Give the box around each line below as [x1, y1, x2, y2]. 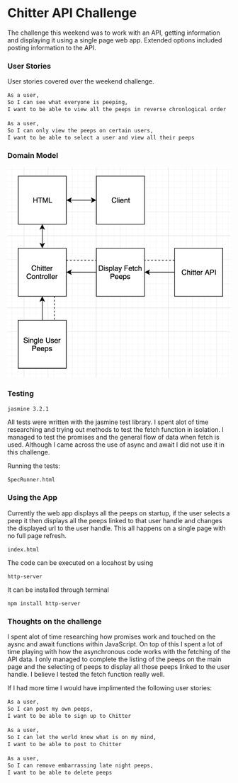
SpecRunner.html [7, 476, 55, 484]
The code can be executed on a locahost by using [7, 558, 154, 567]
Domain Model [7, 151, 59, 161]
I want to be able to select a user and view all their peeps [7, 135, 195, 142]
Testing [7, 389, 34, 399]
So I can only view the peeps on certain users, [7, 127, 154, 135]
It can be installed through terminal [7, 585, 110, 594]
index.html [7, 546, 40, 553]
